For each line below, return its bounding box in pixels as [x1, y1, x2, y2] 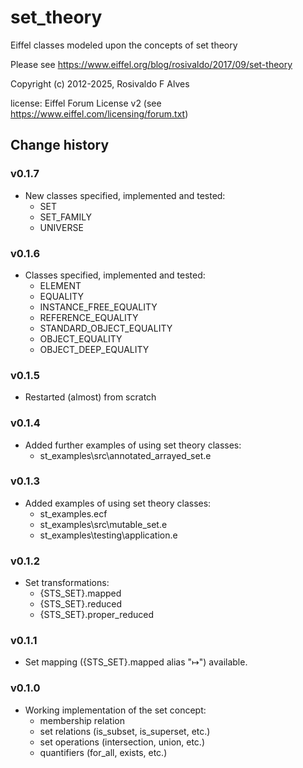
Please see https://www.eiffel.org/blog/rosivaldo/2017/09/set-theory [10, 58, 293, 70]
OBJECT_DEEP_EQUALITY [39, 343, 150, 355]
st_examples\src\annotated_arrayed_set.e [39, 449, 212, 461]
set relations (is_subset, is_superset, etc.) [39, 725, 211, 737]
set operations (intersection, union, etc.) [39, 736, 206, 748]
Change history [10, 137, 110, 154]
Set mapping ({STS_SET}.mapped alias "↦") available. [24, 656, 248, 668]
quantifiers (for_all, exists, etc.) [39, 746, 168, 758]
